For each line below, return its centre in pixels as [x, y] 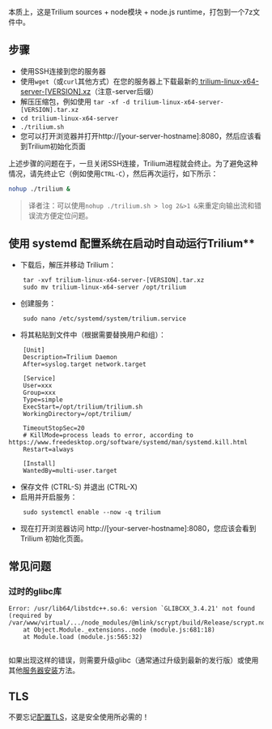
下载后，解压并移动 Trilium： [68, 264]
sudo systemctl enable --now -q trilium [92, 512]
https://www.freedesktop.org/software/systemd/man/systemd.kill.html [128, 442]
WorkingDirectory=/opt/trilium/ [77, 414]
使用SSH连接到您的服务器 [63, 71]
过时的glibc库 [35, 591]
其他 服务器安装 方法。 [44, 671]
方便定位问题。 [68, 215]
